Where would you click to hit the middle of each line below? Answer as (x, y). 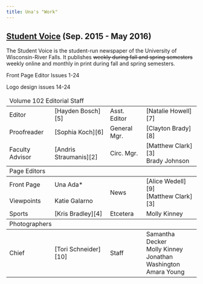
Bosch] (91, 111)
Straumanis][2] (76, 157)
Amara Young (165, 272)
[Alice (154, 181)
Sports (19, 214)
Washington (163, 265)
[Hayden (66, 111)
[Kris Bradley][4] (78, 214)
